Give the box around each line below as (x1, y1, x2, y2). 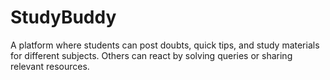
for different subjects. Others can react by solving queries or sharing (10, 49, 293, 61)
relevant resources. (10, 60, 90, 72)
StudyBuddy (10, 6, 117, 29)
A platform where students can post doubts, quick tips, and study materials (10, 39, 320, 51)
